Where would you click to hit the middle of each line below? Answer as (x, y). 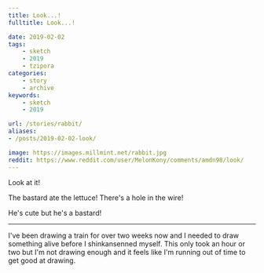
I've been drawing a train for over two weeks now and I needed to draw (124, 235)
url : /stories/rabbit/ (45, 124)
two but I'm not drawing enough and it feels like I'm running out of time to (127, 252)
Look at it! (24, 182)
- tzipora (38, 66)
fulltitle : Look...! (42, 23)
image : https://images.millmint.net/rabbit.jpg (88, 153)
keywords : (24, 95)
